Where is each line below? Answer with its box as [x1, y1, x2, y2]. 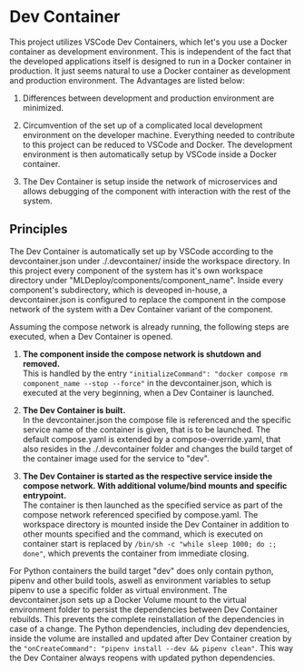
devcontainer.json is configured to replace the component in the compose [9, 293, 286, 305]
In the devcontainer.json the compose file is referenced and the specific [22, 414, 292, 425]
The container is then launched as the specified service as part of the [22, 499, 283, 510]
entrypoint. [22, 489, 67, 500]
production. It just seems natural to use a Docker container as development [9, 65, 291, 76]
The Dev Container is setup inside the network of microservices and [22, 175, 279, 187]
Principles [9, 222, 68, 237]
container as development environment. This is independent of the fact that [9, 45, 292, 56]
